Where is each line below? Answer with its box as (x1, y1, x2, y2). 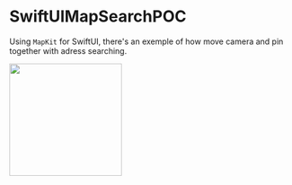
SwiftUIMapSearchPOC (9, 6, 187, 27)
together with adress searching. (9, 45, 128, 56)
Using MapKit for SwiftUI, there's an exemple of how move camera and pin (9, 36, 284, 47)
